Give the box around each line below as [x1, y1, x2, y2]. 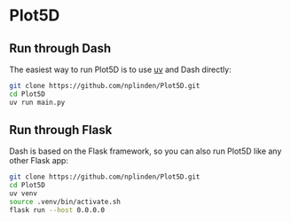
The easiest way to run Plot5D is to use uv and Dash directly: [9, 64, 232, 75]
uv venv [9, 189, 38, 198]
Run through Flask [9, 123, 113, 138]
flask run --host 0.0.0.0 [9, 205, 105, 214]
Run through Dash [9, 41, 112, 56]
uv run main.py [9, 98, 66, 107]
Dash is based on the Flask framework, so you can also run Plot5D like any [9, 146, 282, 156]
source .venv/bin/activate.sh [9, 197, 122, 207]
